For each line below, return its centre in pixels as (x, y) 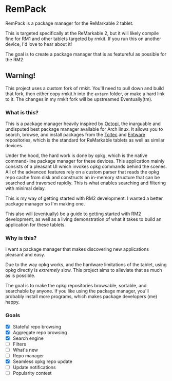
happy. (13, 302)
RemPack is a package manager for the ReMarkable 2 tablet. (69, 23)
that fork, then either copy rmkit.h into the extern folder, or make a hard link (85, 94)
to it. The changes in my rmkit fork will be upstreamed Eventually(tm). (79, 99)
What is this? (22, 112)
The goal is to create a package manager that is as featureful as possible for (86, 54)
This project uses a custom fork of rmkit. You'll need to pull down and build (85, 88)
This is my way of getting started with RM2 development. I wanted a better (84, 198)
